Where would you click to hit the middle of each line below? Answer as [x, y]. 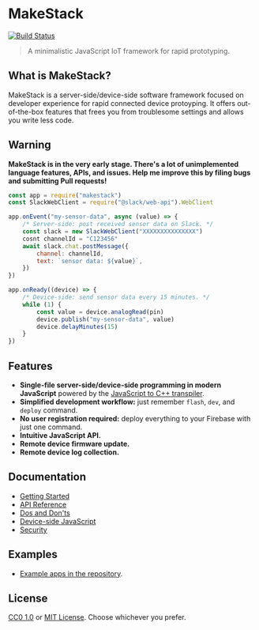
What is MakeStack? [60, 76]
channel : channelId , [70, 254]
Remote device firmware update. [75, 444]
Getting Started [44, 496]
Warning [30, 145]
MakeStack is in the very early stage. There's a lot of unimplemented [124, 164]
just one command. [51, 427]
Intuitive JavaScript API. [60, 435]
